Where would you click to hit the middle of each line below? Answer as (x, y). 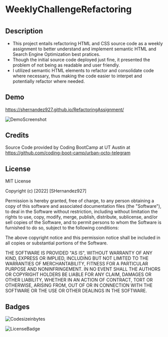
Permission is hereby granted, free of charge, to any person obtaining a (80, 201)
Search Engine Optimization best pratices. (56, 54)
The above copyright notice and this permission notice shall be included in (83, 238)
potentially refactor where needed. (49, 81)
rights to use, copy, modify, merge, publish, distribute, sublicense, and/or (81, 217)
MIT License (18, 181)
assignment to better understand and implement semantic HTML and (85, 49)
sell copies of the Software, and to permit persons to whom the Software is (83, 223)
